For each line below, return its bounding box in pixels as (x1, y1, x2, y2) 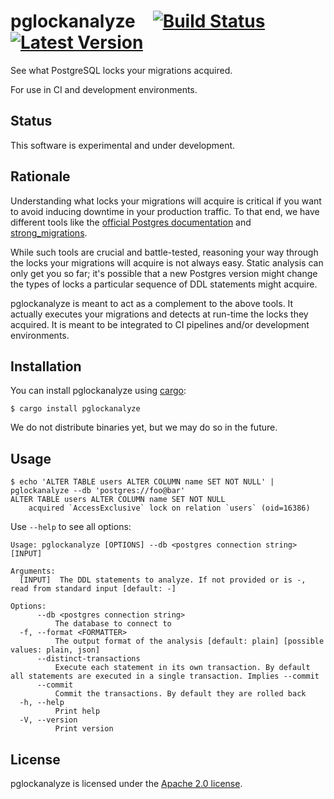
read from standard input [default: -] (10, 584, 177, 594)
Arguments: (10, 566, 56, 577)
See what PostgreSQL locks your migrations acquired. (10, 64, 233, 76)
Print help (54, 706, 101, 717)
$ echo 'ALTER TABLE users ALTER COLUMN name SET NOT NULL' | (10, 477, 275, 487)
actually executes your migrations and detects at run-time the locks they (10, 308, 309, 320)
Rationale (10, 168, 71, 185)
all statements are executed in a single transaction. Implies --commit (10, 671, 320, 682)
